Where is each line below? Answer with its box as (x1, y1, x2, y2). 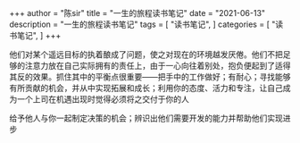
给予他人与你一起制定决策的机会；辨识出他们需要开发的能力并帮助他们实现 (9, 113, 283, 123)
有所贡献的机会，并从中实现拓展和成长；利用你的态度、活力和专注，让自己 (9, 83, 283, 93)
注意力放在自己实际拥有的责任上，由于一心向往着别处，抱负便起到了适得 (24, 61, 291, 71)
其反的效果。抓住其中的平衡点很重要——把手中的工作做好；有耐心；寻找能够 (9, 71, 291, 82)
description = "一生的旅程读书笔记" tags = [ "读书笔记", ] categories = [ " (9, 19, 276, 29)
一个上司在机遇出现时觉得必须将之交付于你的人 (16, 94, 189, 105)
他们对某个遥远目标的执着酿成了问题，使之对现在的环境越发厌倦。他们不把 (9, 49, 283, 60)
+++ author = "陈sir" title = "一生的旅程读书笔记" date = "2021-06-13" (9, 8, 266, 18)
